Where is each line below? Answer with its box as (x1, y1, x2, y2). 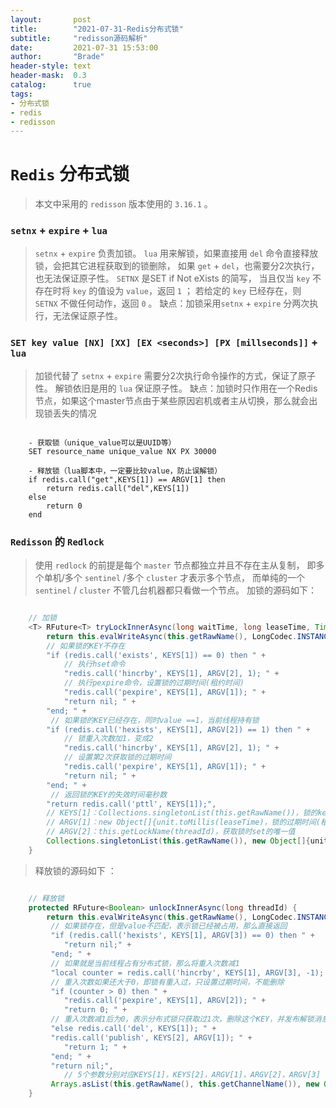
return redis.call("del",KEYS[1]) (46, 483, 190, 493)
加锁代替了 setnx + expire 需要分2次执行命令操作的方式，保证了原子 (34, 369, 317, 381)
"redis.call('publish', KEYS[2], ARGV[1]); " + (50, 1032, 253, 1043)
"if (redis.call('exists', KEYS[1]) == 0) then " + (46, 650, 267, 660)
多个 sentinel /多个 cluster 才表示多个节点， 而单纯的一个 (64, 572, 305, 584)
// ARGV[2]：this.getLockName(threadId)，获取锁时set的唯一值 (46, 827, 296, 837)
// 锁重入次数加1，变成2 (63, 734, 154, 744)
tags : (10, 89, 33, 99)
